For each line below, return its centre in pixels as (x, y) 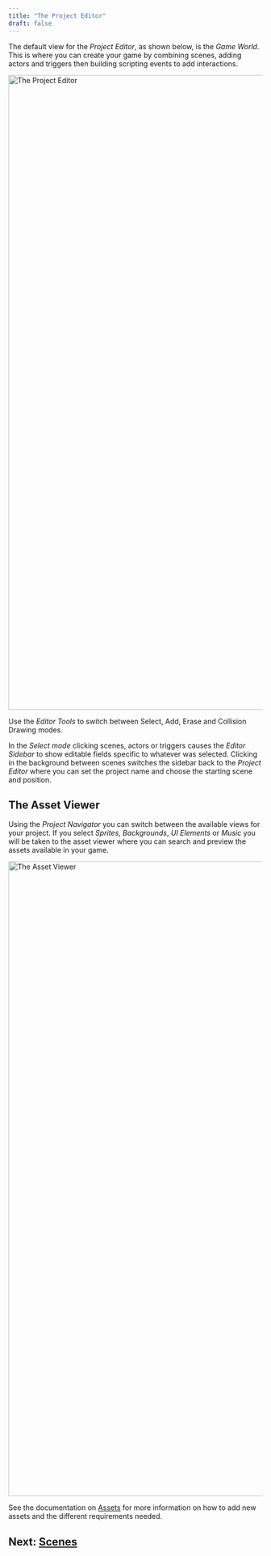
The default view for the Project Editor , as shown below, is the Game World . (134, 46)
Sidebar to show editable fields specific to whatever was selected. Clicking (133, 754)
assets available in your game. (58, 850)
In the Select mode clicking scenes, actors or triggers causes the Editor (127, 745)
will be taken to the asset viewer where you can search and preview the (127, 841)
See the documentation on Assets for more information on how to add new (132, 1508)
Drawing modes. (35, 730)
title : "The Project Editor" (57, 16)
